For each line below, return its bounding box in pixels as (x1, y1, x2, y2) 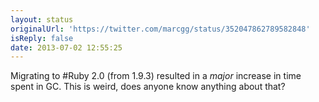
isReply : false (10, 33, 74, 43)
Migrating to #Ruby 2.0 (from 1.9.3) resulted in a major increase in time (10, 70, 302, 82)
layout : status (10, 14, 74, 25)
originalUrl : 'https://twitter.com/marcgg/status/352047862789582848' (10, 24, 311, 34)
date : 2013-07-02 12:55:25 (10, 42, 123, 53)
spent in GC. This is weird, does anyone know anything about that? (10, 81, 286, 93)
